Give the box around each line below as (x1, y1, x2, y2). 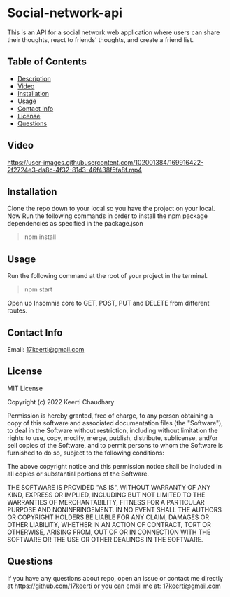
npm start (24, 285, 52, 294)
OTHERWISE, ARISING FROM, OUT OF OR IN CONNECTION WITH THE (7, 528, 211, 536)
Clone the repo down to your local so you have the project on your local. (7, 205, 215, 213)
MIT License (7, 384, 43, 392)
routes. (7, 306, 28, 315)
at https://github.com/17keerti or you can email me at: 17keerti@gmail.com (7, 582, 222, 590)
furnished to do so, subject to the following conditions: (7, 448, 164, 457)
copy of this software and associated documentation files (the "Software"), (7, 418, 224, 427)
